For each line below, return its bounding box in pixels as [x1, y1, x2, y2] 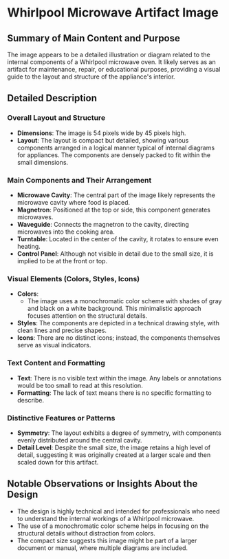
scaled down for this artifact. [17, 458, 99, 466]
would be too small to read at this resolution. [17, 381, 143, 389]
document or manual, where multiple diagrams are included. [17, 543, 188, 552]
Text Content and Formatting [7, 358, 105, 368]
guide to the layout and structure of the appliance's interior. [7, 72, 175, 81]
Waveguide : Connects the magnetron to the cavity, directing [17, 220, 189, 228]
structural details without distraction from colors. [17, 529, 156, 537]
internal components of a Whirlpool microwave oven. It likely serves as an [7, 58, 216, 66]
